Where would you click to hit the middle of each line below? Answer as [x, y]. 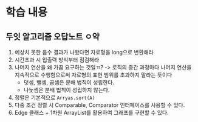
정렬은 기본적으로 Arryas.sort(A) [55, 98]
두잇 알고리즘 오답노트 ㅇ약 [53, 37]
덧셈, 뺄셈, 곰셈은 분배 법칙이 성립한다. [69, 82]
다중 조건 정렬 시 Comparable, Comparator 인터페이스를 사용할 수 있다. [100, 105]
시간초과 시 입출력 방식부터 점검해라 [57, 60]
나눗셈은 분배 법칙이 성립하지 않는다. [67, 90]
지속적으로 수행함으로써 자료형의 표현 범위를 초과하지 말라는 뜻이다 [93, 75]
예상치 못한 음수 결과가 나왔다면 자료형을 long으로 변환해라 [84, 52]
